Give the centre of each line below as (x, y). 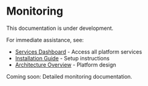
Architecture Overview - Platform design (66, 65)
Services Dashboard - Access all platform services (79, 52)
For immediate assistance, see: (45, 40)
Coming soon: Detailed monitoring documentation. (69, 76)
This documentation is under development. (60, 28)
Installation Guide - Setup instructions (62, 58)
